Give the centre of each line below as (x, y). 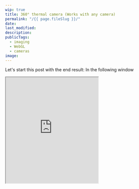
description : (18, 33)
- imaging (19, 42)
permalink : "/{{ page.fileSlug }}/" (43, 19)
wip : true (15, 10)
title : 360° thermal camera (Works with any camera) (60, 14)
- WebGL (17, 47)
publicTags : (17, 38)
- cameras (19, 51)
